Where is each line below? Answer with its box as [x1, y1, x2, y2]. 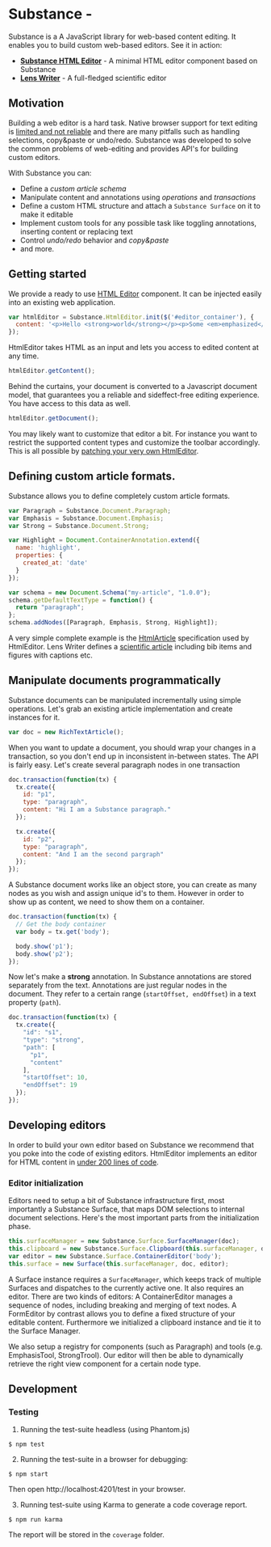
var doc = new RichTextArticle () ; [8, 728, 125, 736]
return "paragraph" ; [15, 603, 85, 611]
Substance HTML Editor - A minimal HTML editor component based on [19, 56, 258, 66]
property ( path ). [8, 998, 61, 1008]
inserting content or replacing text [19, 226, 133, 236]
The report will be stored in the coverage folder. [8, 1530, 165, 1540]
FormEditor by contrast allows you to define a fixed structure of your [8, 1308, 236, 1318]
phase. [8, 1222, 31, 1232]
